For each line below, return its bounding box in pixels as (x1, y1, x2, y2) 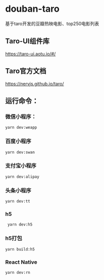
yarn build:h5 (5, 246, 35, 252)
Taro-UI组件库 (5, 37, 49, 46)
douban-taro (5, 3, 60, 15)
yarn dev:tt (5, 199, 30, 204)
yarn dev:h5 (7, 222, 33, 227)
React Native (5, 258, 38, 265)
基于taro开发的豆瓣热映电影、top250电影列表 (5, 20, 99, 26)
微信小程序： (5, 113, 37, 120)
